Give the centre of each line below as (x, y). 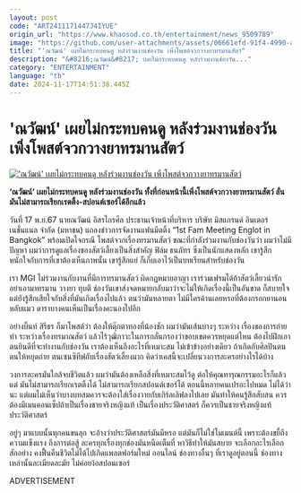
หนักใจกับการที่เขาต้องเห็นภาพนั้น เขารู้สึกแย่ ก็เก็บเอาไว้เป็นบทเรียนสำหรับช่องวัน (127, 260)
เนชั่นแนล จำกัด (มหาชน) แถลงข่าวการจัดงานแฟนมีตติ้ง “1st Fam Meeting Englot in (140, 229)
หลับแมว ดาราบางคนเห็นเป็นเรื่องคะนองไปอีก (75, 308)
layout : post (34, 17)
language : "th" (38, 76)
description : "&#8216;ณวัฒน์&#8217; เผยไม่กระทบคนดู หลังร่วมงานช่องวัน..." (131, 59)
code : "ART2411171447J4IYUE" (64, 26)
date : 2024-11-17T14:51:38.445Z (69, 84)
